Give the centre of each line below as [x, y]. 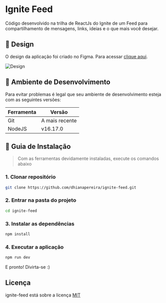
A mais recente [59, 120]
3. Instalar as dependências [40, 223]
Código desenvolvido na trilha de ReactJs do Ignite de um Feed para [76, 23]
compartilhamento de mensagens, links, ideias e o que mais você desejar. [82, 28]
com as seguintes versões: [33, 100]
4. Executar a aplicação [35, 247]
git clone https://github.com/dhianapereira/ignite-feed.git [71, 187]
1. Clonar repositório [31, 177]
